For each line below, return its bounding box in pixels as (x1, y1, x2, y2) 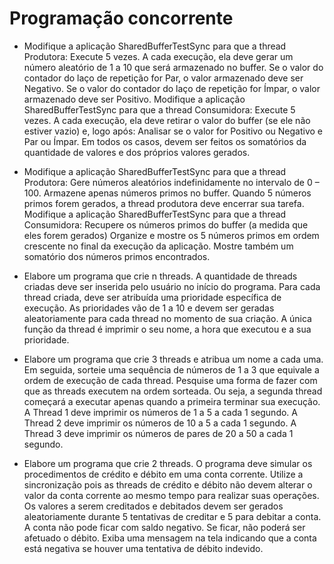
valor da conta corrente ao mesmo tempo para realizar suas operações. (23, 489, 320, 501)
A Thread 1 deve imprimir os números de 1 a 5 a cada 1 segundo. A (23, 406, 298, 418)
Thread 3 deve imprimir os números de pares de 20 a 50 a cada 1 (23, 427, 294, 439)
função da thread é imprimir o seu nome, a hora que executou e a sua (23, 323, 312, 335)
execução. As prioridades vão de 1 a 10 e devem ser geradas (23, 302, 275, 314)
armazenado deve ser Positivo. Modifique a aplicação (23, 93, 246, 105)
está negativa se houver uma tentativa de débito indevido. (23, 542, 264, 554)
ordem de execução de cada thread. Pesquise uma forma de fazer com (23, 374, 318, 386)
